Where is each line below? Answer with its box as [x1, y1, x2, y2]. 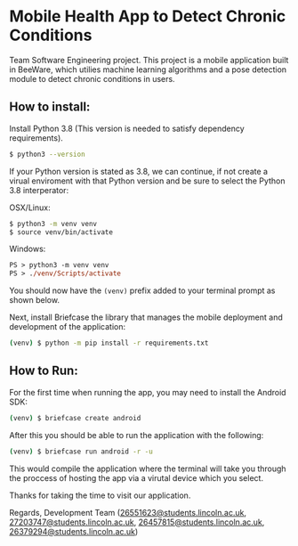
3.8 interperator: [9, 184, 69, 195]
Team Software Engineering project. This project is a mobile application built [9, 54, 289, 65]
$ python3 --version [9, 150, 86, 159]
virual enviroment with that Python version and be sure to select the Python [9, 175, 286, 186]
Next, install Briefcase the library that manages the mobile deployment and [9, 312, 283, 322]
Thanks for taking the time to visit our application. [9, 490, 191, 501]
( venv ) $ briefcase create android [9, 413, 141, 422]
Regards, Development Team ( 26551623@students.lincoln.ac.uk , [9, 507, 247, 517]
